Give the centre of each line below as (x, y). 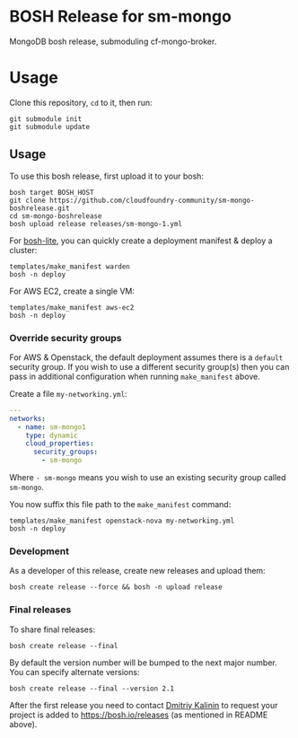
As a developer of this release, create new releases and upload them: (138, 571)
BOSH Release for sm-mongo (120, 17)
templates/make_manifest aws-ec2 (72, 307)
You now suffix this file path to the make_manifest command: (120, 505)
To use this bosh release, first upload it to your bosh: (107, 176)
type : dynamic (52, 435)
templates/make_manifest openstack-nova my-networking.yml (122, 521)
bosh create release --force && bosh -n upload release (116, 587)
